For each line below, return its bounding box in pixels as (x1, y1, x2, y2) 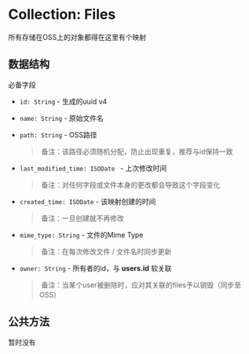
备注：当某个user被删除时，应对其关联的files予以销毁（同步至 (41, 280, 242, 290)
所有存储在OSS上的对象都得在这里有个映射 (8, 32, 147, 42)
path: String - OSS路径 (19, 130, 97, 139)
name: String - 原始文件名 (19, 113, 104, 122)
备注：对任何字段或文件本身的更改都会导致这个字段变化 (41, 180, 221, 189)
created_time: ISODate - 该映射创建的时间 (19, 196, 156, 206)
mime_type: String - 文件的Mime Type (19, 230, 144, 239)
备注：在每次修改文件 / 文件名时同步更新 (41, 246, 172, 256)
